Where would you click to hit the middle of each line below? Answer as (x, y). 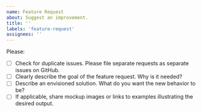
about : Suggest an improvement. (47, 18)
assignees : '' (24, 35)
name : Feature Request (35, 12)
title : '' (19, 23)
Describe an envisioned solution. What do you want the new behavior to (105, 84)
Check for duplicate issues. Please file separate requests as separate (102, 64)
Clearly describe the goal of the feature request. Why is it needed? (99, 77)
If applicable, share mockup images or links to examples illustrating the (104, 97)
